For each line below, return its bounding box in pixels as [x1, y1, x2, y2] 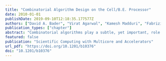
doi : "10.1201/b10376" [5, 48, 52, 53]
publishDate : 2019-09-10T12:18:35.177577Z [5, 16, 94, 21]
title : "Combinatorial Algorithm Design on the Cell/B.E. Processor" [5, 7, 152, 12]
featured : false [5, 35, 39, 40]
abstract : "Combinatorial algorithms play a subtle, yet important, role [5, 30, 161, 35]
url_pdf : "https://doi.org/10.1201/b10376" [5, 44, 96, 49]
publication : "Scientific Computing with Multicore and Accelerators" [5, 39, 154, 44]
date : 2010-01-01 [5, 12, 41, 17]
